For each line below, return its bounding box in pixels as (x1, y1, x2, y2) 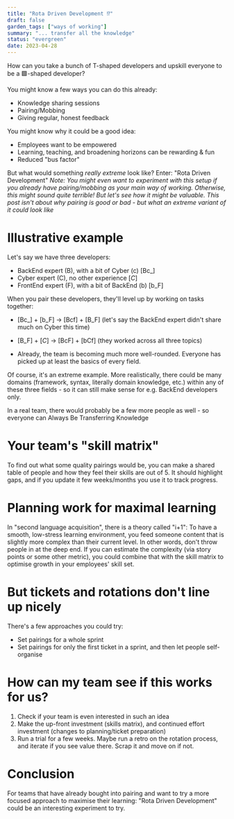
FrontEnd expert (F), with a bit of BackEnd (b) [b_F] (17, 281, 164, 289)
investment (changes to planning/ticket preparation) (17, 727, 167, 735)
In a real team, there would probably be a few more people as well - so (7, 406, 210, 414)
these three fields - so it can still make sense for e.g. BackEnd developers (7, 385, 218, 393)
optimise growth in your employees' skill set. (7, 560, 135, 568)
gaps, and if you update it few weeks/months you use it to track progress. (7, 475, 218, 483)
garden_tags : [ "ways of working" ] (7, 23, 108, 30)
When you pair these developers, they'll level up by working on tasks (7, 295, 205, 303)
